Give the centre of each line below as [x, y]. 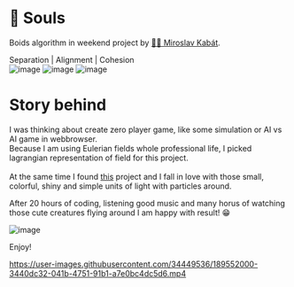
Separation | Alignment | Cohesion [72, 59]
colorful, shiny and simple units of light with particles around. [120, 186]
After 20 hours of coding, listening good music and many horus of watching [147, 203]
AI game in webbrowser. [53, 139]
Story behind [58, 105]
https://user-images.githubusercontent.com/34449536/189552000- [134, 264]
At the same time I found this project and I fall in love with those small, [136, 176]
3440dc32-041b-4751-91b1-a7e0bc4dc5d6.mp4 [98, 273]
